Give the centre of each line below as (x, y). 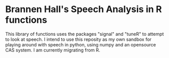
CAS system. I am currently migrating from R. (53, 50)
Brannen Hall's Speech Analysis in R (84, 9)
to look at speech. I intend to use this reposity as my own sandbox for (78, 39)
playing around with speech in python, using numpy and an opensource (81, 44)
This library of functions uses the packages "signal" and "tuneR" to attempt (85, 34)
